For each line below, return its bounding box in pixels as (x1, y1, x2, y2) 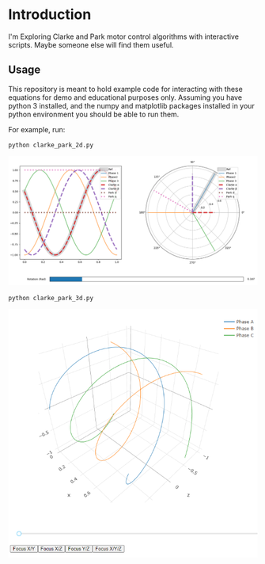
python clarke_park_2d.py (8, 141, 93, 149)
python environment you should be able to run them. (8, 109, 180, 119)
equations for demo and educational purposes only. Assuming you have (8, 93, 243, 102)
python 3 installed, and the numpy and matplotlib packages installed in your (8, 101, 255, 110)
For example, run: (8, 124, 66, 134)
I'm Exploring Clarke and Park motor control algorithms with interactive (8, 32, 240, 41)
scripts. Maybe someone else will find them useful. (8, 40, 174, 49)
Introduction (8, 6, 92, 24)
